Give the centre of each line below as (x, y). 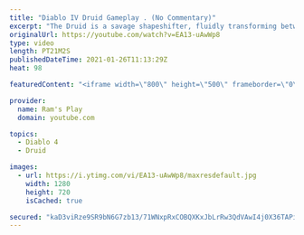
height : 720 (48, 192)
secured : (26, 217)
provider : (28, 100)
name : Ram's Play (50, 109)
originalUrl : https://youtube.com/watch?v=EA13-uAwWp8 (115, 34)
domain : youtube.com (56, 117)
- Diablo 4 (38, 142)
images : (24, 167)
